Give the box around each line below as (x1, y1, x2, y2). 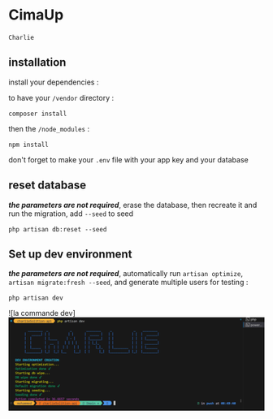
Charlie (8, 33, 35, 41)
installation (8, 55, 67, 70)
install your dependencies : (8, 77, 99, 87)
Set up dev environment (8, 247, 132, 261)
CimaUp (8, 6, 64, 24)
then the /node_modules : (8, 123, 90, 133)
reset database (8, 179, 87, 192)
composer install (8, 110, 67, 118)
